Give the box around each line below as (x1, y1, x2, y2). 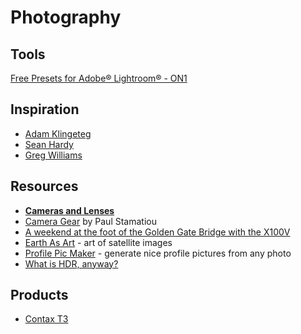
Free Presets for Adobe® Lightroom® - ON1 (10, 72, 188, 84)
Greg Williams (24, 149, 83, 161)
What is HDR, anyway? (24, 257, 119, 270)
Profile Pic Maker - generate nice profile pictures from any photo (24, 247, 292, 259)
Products (10, 287, 69, 304)
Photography (10, 6, 122, 29)
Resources (10, 178, 79, 195)
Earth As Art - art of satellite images (24, 236, 173, 248)
